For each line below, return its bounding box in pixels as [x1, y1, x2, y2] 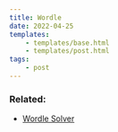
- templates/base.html [25, 38, 110, 48]
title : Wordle [9, 13, 63, 22]
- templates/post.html [25, 47, 110, 56]
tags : [9, 55, 29, 64]
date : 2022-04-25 [9, 22, 74, 31]
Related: [9, 92, 46, 105]
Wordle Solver [21, 113, 75, 124]
